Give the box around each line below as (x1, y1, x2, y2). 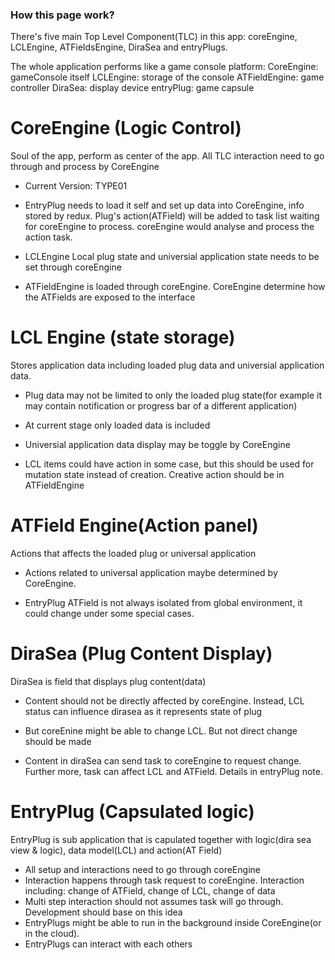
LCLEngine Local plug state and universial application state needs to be (24, 251, 320, 263)
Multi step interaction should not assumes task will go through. (24, 895, 284, 907)
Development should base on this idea (24, 906, 183, 918)
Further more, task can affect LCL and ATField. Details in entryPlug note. (24, 766, 323, 778)
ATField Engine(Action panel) (10, 514, 259, 537)
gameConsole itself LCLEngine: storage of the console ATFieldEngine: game (10, 71, 325, 83)
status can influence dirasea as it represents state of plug (24, 706, 263, 718)
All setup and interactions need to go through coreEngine (24, 863, 261, 875)
